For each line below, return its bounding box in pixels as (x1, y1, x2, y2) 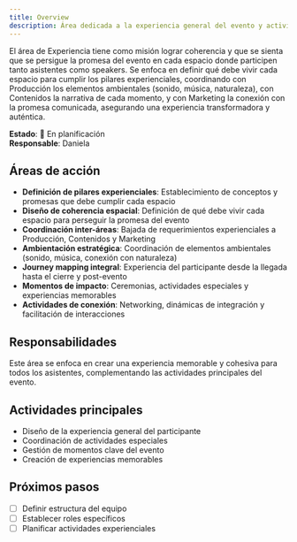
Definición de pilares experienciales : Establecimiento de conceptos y (21, 187, 278, 197)
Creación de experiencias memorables (21, 454, 164, 464)
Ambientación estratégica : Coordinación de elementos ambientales (21, 243, 271, 254)
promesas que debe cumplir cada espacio (21, 196, 176, 207)
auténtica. (9, 111, 46, 122)
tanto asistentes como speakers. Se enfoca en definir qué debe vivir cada (9, 64, 278, 75)
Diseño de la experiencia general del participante (21, 425, 202, 436)
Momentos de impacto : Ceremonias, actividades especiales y (21, 280, 249, 292)
